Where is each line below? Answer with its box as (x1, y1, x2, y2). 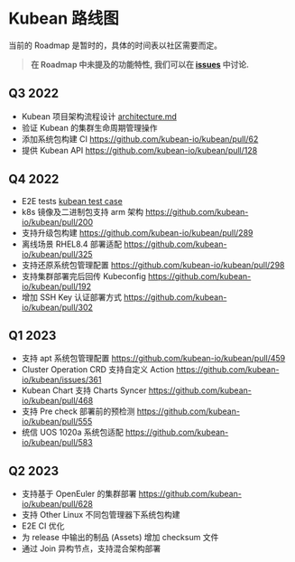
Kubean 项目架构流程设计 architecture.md (21, 110, 177, 122)
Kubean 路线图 (8, 8, 119, 29)
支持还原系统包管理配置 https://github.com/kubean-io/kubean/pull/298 (21, 259, 285, 270)
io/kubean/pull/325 (21, 248, 93, 259)
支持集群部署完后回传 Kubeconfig (21, 270, 146, 281)
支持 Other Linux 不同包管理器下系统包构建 (21, 510, 181, 520)
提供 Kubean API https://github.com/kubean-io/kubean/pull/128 (21, 145, 258, 155)
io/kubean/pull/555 (21, 417, 93, 427)
